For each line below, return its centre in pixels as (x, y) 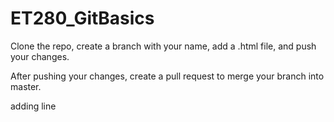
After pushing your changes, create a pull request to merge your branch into (167, 76)
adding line (33, 106)
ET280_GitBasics (82, 18)
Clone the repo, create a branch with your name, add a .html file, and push (163, 46)
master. (26, 86)
